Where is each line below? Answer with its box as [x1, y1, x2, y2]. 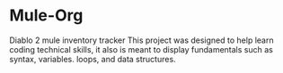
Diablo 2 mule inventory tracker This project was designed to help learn [9, 35, 274, 45]
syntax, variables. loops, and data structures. [9, 53, 177, 64]
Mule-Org [9, 5, 84, 26]
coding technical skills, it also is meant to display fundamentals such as [9, 44, 274, 54]
